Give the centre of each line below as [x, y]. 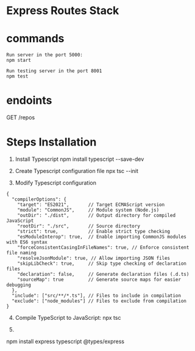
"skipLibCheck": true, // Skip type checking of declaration [102, 264]
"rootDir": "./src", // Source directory [79, 226]
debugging [19, 285]
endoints [29, 101]
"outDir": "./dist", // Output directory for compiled [96, 215]
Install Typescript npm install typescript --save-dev [80, 159]
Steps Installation [51, 142]
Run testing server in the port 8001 [54, 71]
